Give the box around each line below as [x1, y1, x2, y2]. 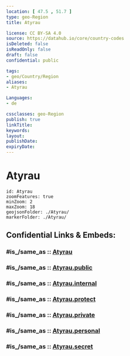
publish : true [6, 116, 41, 122]
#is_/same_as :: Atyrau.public [6, 264, 93, 272]
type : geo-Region [6, 14, 49, 20]
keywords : [6, 127, 30, 133]
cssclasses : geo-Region [6, 111, 64, 117]
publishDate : [6, 139, 38, 145]
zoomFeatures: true [6, 193, 54, 200]
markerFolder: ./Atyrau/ [6, 214, 67, 220]
